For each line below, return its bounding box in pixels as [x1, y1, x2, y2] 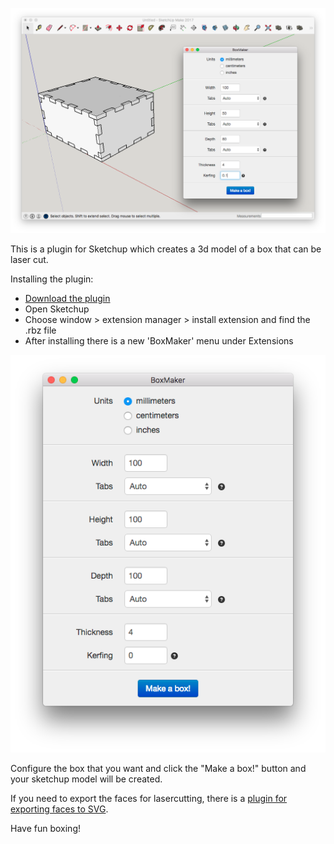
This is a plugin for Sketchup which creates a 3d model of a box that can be [10, 243, 322, 255]
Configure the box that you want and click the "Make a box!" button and [10, 762, 307, 774]
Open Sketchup [24, 303, 90, 315]
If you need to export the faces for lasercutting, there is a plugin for [10, 792, 288, 804]
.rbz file [24, 324, 57, 336]
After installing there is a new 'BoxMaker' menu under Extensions [24, 334, 294, 347]
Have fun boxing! [10, 822, 81, 834]
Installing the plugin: [10, 273, 94, 285]
